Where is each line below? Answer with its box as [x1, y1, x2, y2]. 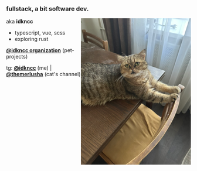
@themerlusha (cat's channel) [6, 71, 81, 78]
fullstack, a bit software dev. [6, 5, 89, 13]
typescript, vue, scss [14, 29, 66, 36]
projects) [6, 53, 28, 60]
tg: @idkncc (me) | [6, 64, 52, 71]
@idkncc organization [6, 47, 62, 54]
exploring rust [14, 36, 49, 43]
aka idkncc [6, 18, 33, 25]
